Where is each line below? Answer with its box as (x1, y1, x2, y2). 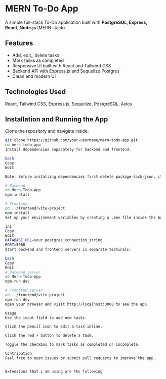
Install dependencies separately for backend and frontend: (5, 147, 132, 152)
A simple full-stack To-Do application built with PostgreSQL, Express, (5, 19, 147, 25)
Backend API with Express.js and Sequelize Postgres (12, 68, 120, 74)
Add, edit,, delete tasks (12, 52, 60, 58)
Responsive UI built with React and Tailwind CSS (12, 62, 111, 68)
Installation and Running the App (5, 115, 108, 123)
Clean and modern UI (12, 73, 56, 79)
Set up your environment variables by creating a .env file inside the (5, 215, 156, 220)
